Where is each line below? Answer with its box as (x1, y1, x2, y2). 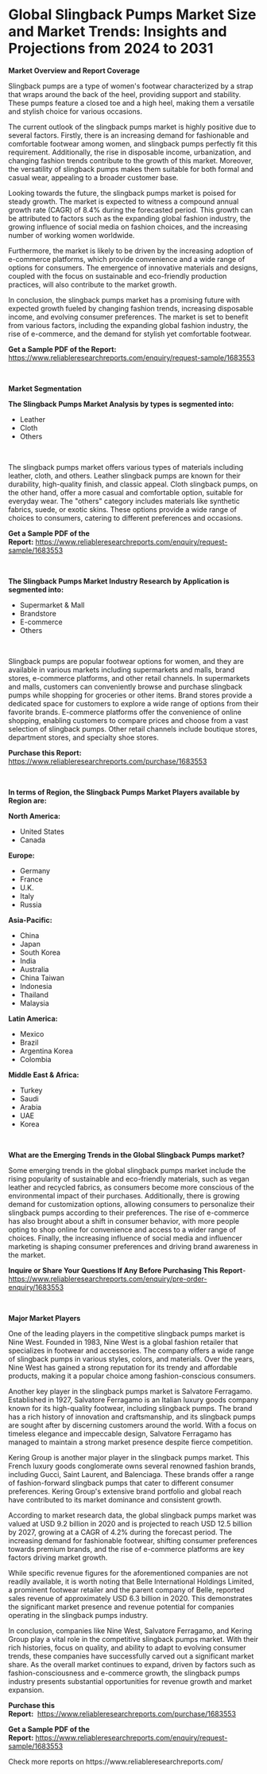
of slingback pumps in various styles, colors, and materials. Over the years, (8, 1354, 255, 1363)
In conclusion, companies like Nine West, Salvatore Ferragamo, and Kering (8, 1626, 253, 1635)
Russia (19, 900, 42, 909)
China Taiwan (19, 973, 65, 983)
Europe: (8, 850, 36, 860)
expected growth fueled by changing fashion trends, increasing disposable (8, 303, 253, 313)
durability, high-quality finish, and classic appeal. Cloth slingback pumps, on (8, 479, 258, 489)
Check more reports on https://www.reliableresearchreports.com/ (8, 1756, 224, 1766)
